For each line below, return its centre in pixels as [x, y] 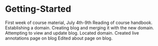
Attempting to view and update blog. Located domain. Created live [72, 33]
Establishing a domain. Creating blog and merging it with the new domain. [79, 27]
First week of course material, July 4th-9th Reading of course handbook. [79, 23]
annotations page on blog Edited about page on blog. [59, 38]
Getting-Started [38, 9]
